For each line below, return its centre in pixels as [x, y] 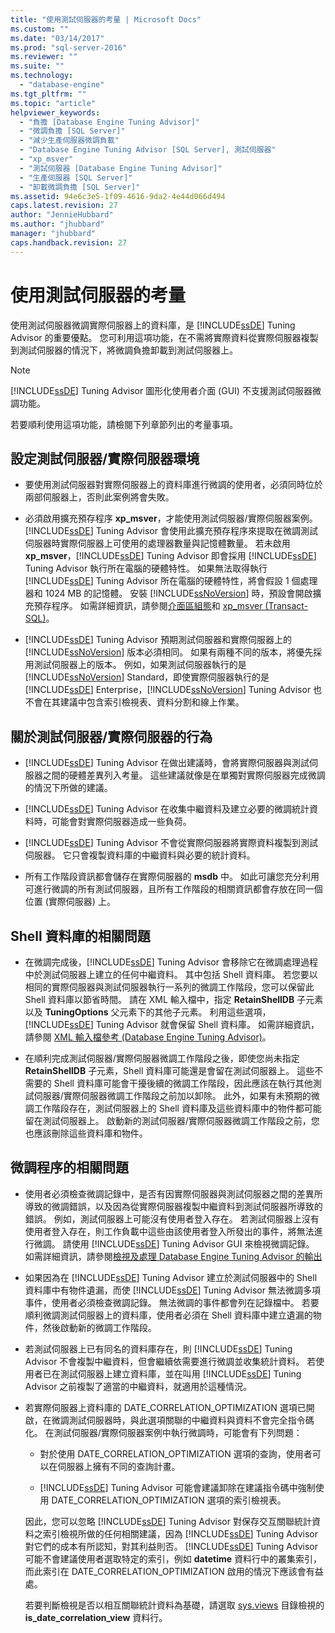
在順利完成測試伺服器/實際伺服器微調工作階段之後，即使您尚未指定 [162, 1058]
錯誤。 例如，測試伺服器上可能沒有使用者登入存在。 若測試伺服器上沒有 [172, 1218]
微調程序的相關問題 [69, 1167]
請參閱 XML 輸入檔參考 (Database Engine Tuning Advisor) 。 [148, 1037]
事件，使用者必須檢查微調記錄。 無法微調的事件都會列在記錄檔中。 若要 [172, 1302]
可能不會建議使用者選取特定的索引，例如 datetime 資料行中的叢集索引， [173, 1558]
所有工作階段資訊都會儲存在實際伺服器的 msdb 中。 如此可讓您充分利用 [172, 877]
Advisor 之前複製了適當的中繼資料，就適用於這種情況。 [138, 1386]
